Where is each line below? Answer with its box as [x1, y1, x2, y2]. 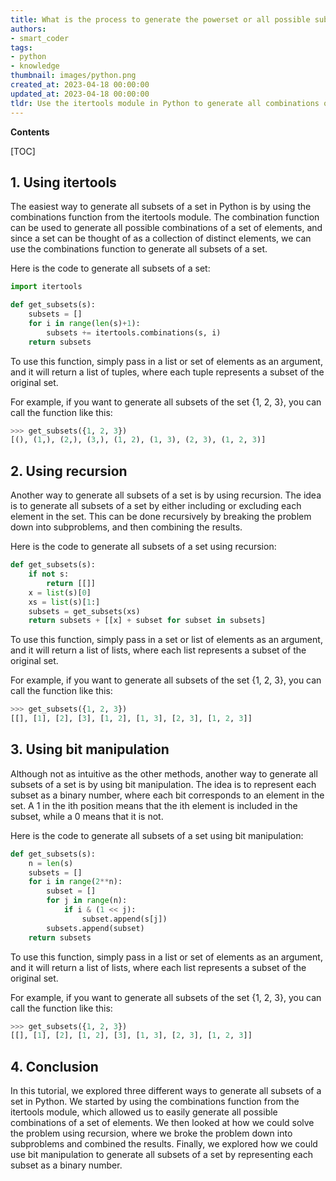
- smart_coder [10, 33, 70, 43]
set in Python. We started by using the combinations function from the [10, 1096, 300, 1108]
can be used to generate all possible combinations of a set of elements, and [10, 222, 323, 234]
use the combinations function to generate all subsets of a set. [10, 243, 268, 255]
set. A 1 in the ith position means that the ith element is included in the [10, 799, 298, 811]
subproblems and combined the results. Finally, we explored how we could [10, 1138, 318, 1150]
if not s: [28, 569, 70, 579]
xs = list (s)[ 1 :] [28, 597, 101, 607]
